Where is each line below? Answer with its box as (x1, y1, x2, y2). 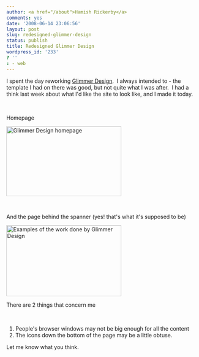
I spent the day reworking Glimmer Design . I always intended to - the (6, 77, 181, 85)
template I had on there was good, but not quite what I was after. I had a (6, 83, 189, 91)
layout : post (6, 26, 40, 33)
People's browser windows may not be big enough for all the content (15, 324, 190, 332)
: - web (6, 60, 26, 66)
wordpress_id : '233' (6, 49, 59, 55)
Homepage (6, 114, 35, 121)
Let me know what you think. (6, 343, 80, 350)
